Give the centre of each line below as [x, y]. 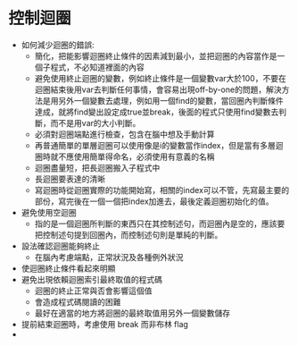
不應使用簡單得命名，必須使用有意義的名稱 [137, 156]
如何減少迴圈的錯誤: [58, 45]
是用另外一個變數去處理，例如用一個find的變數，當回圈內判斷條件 [163, 100]
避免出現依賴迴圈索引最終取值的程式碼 [91, 279]
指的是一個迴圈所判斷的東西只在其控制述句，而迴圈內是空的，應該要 [160, 224]
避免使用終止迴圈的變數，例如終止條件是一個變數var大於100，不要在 [160, 78]
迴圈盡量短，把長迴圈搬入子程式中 [97, 167]
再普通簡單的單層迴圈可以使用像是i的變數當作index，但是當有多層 [155, 145]
